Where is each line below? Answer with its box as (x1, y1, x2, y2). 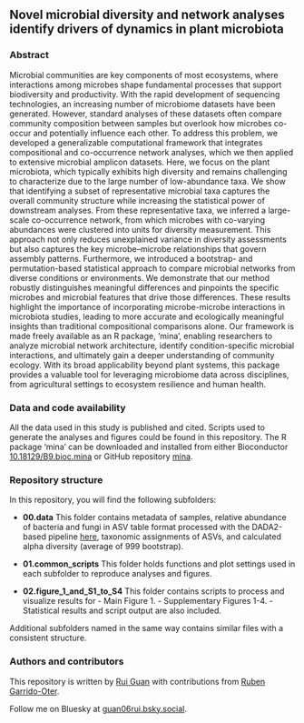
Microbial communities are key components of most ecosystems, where (9, 69, 279, 80)
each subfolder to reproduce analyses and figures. (22, 568, 212, 579)
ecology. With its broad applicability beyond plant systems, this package (9, 359, 280, 370)
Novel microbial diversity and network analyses (9, 7, 285, 23)
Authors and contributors (9, 655, 124, 668)
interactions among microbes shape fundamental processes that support (9, 79, 282, 90)
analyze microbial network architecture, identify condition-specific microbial (9, 340, 295, 351)
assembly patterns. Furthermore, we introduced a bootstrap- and (9, 253, 253, 264)
